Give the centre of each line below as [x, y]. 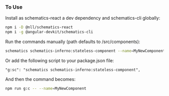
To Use [14, 7]
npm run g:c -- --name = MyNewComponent [46, 88]
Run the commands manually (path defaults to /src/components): [73, 42]
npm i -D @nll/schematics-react [39, 27]
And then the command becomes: [40, 79]
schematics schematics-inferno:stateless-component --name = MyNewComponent [85, 51]
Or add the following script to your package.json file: [60, 60]
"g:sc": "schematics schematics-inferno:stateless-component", [73, 70]
